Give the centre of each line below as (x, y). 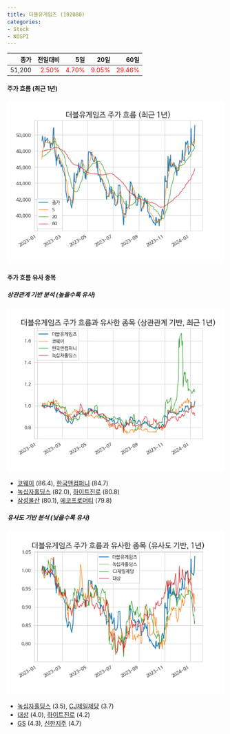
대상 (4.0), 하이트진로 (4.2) (54, 715)
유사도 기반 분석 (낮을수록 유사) (49, 517)
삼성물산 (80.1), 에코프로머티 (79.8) (64, 501)
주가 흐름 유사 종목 (32, 277)
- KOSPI (18, 36)
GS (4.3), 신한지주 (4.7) (49, 724)
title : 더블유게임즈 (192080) (46, 14)
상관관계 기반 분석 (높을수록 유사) (51, 294)
